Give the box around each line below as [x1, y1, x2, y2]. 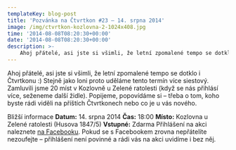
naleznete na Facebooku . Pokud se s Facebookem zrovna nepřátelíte [7, 127, 207, 136]
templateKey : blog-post [7, 10, 77, 18]
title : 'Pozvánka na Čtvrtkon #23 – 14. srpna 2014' [7, 17, 165, 24]
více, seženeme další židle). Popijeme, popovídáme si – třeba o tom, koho [7, 91, 220, 99]
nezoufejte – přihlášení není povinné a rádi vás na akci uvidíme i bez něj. [7, 135, 216, 143]
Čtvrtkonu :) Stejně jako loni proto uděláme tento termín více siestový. [7, 76, 209, 85]
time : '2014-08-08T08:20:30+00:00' [7, 30, 112, 37]
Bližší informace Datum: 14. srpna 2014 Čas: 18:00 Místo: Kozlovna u [7, 112, 209, 120]
